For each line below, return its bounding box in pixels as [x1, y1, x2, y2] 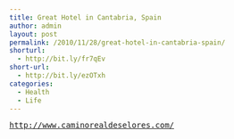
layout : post [9, 29, 58, 38]
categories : [9, 79, 54, 88]
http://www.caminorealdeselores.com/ [9, 120, 175, 130]
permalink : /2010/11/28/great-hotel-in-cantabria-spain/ [9, 37, 226, 47]
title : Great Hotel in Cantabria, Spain [9, 12, 163, 22]
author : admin [9, 21, 63, 30]
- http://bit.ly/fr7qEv [17, 54, 105, 63]
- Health [17, 87, 50, 96]
